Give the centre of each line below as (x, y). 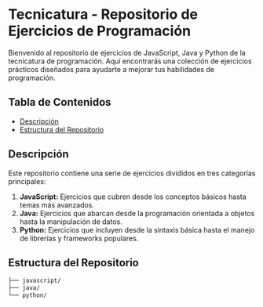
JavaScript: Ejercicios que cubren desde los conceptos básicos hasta (133, 197)
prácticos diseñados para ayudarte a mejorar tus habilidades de (111, 69)
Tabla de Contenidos (60, 102)
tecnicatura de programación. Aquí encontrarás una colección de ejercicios (130, 61)
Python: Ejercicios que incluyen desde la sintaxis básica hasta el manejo (137, 229)
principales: (27, 181)
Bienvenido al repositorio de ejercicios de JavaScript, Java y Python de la (127, 52)
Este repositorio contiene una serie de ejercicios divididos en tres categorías (132, 173)
